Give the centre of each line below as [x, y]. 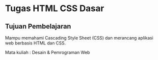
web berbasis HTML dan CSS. [36, 43]
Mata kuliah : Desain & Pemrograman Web [48, 52]
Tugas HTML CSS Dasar [55, 8]
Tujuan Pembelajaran [38, 26]
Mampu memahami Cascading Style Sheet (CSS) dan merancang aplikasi [79, 38]
